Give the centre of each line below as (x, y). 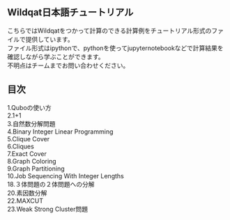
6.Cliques (21, 146)
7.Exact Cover (27, 154)
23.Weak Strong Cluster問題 (48, 209)
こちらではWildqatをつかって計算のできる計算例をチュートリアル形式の (109, 31)
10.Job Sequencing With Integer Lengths (66, 175)
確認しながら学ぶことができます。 (56, 56)
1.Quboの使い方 (30, 107)
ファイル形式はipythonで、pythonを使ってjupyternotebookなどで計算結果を (116, 48)
